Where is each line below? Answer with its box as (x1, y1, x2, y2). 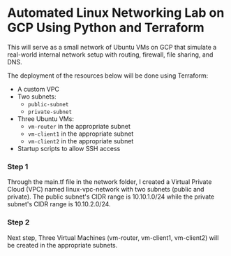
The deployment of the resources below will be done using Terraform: (7, 71, 209, 80)
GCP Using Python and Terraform (7, 20, 204, 36)
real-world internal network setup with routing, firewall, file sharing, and (7, 50, 214, 59)
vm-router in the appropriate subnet (27, 122, 131, 130)
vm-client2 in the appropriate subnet (27, 136, 134, 145)
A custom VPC (17, 85, 59, 93)
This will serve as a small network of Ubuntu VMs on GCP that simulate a (7, 43, 217, 51)
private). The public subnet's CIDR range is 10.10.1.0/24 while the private (7, 192, 215, 201)
